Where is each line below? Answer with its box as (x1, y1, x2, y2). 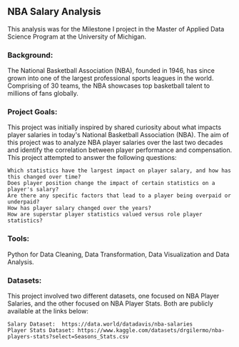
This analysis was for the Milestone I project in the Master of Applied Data (7, 24, 225, 33)
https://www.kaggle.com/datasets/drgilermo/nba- (77, 327, 225, 334)
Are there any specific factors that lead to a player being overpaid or (7, 192, 232, 199)
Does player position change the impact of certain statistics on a (7, 180, 215, 187)
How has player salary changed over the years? (7, 205, 152, 212)
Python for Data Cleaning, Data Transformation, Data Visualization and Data (7, 250, 230, 258)
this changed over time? (7, 173, 81, 181)
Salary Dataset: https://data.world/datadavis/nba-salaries (7, 321, 193, 328)
